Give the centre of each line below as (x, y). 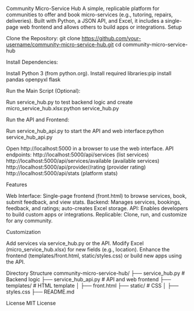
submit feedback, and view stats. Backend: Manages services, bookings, (94, 202)
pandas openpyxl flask (33, 79)
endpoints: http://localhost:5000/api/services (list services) (77, 155)
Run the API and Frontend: (38, 120)
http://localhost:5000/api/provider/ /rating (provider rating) (76, 167)
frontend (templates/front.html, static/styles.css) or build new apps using (94, 256)
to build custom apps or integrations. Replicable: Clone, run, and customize (96, 214)
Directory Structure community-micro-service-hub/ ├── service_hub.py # (96, 273)
